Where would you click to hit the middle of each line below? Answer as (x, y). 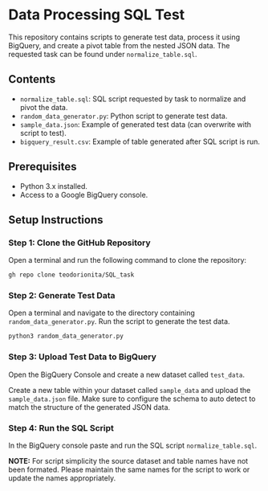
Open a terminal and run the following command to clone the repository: (128, 260)
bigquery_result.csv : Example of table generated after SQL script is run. (140, 141)
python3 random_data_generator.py (66, 336)
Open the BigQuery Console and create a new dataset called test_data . (127, 374)
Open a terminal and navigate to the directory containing (102, 313)
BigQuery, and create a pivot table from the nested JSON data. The (119, 45)
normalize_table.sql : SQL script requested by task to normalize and (133, 99)
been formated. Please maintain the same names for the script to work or (129, 469)
